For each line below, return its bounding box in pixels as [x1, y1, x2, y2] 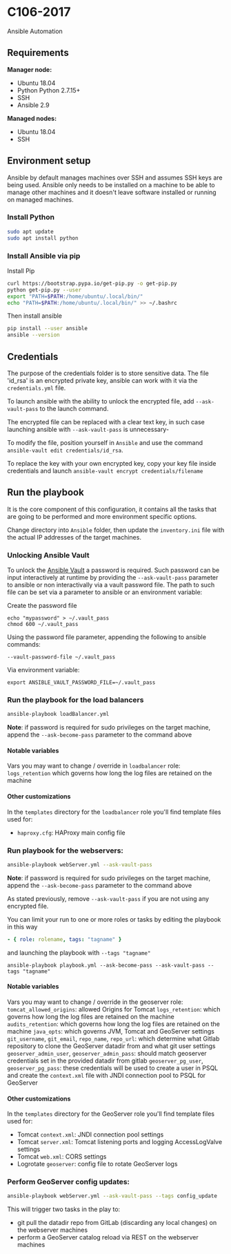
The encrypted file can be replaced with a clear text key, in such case [7, 417, 205, 426]
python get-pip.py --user [7, 286, 81, 294]
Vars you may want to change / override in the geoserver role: [7, 998, 183, 1006]
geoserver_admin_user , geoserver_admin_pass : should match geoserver [7, 1049, 207, 1057]
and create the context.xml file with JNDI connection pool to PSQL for [7, 1071, 206, 1079]
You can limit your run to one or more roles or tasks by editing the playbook [7, 915, 221, 923]
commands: [7, 640, 41, 649]
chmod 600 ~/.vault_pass [7, 621, 79, 628]
